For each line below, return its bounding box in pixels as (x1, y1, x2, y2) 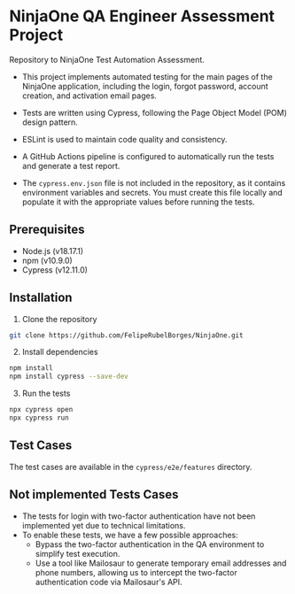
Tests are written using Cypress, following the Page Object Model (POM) (21, 107, 288, 118)
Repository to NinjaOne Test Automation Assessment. (9, 54, 206, 65)
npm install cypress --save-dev (9, 372, 128, 382)
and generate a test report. (21, 160, 120, 171)
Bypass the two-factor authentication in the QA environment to (35, 538, 265, 550)
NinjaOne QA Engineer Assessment (9, 6, 276, 27)
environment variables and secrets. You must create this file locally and (21, 187, 283, 197)
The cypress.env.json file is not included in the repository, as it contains (21, 177, 286, 188)
